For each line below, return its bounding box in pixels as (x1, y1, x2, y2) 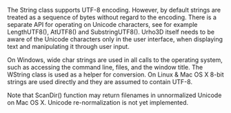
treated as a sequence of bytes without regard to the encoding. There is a (7, 13, 217, 21)
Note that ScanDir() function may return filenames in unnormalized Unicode (7, 91, 222, 99)
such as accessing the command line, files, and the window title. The (7, 63, 203, 71)
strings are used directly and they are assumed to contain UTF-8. (7, 78, 193, 85)
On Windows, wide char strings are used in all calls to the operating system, (7, 56, 223, 64)
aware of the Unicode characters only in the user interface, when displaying (7, 35, 223, 43)
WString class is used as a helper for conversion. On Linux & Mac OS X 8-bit (7, 70, 224, 79)
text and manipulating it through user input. (7, 43, 130, 50)
